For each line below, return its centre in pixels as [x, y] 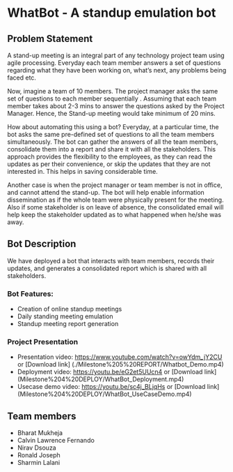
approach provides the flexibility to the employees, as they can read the [110, 156]
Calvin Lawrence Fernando [56, 441]
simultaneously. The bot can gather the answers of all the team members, [113, 142]
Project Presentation [43, 342]
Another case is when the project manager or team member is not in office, [115, 185]
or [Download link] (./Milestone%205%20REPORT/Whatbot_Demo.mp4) [120, 364]
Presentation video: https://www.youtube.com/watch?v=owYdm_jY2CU [120, 357]
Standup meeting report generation [68, 324]
